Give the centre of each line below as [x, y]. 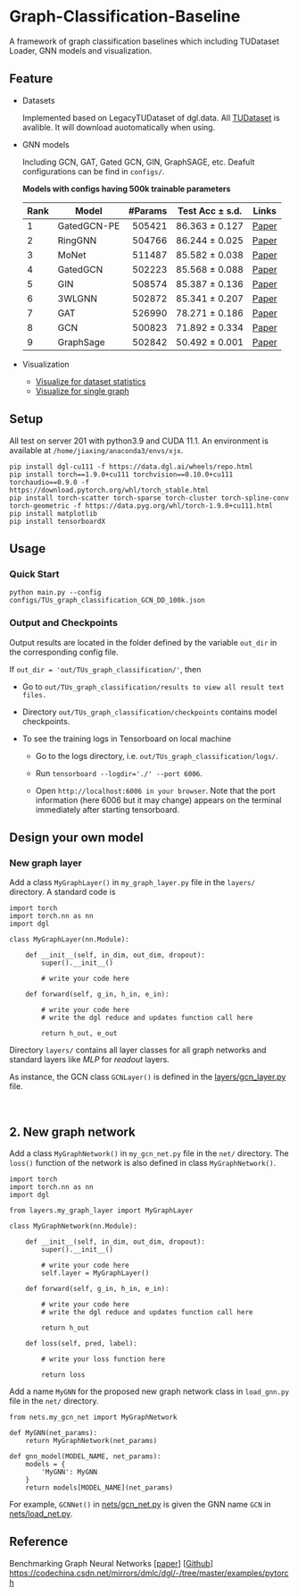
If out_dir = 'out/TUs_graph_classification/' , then [105, 669]
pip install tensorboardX [57, 521]
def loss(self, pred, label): [82, 1344]
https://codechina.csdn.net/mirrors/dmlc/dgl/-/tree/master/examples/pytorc [149, 1573]
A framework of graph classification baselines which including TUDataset [144, 41]
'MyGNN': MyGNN [70, 1473]
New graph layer [46, 863]
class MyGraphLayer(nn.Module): [69, 940]
